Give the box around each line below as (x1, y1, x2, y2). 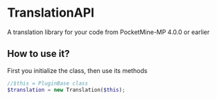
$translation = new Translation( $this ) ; (7, 86, 126, 93)
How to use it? (7, 48, 70, 60)
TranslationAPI (7, 5, 95, 21)
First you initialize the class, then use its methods (7, 66, 148, 74)
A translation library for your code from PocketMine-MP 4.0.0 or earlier (7, 28, 210, 36)
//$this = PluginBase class (7, 80, 89, 87)
